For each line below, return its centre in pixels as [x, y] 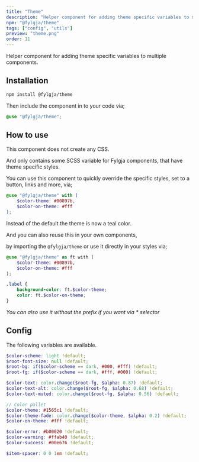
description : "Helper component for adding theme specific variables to [98, 17]
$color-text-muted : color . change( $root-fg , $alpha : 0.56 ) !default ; [92, 394]
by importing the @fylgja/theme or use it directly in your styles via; [87, 246]
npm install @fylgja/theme [39, 94]
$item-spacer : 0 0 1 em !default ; [47, 453]
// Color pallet [26, 405]
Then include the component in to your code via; [65, 106]
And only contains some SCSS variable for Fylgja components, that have [94, 161]
